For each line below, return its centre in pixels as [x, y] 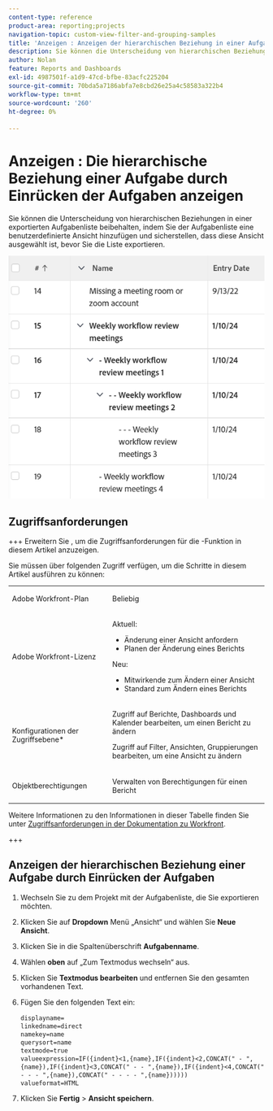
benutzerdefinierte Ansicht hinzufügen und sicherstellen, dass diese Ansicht [136, 236]
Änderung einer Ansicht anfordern [182, 640]
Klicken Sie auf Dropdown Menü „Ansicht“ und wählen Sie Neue [128, 921]
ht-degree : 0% [32, 111]
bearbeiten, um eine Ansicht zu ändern [177, 756]
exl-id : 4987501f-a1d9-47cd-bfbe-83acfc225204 [89, 77]
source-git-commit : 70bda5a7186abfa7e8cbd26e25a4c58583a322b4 [116, 85]
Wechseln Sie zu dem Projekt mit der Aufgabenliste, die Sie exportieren [140, 897]
